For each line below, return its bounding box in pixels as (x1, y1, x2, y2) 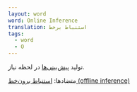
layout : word (8, 10, 47, 18)
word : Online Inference (8, 17, 78, 24)
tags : (8, 30, 24, 38)
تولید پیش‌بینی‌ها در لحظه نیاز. (8, 63, 85, 71)
